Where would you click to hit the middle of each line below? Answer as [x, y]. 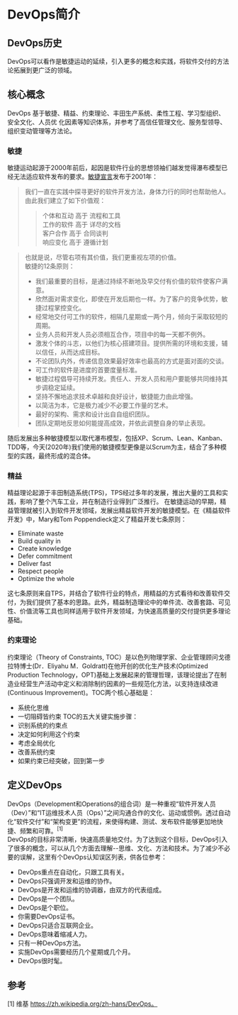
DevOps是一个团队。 [48, 899]
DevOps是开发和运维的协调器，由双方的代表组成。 [91, 890]
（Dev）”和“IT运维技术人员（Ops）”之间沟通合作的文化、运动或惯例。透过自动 [119, 812]
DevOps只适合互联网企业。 [57, 926]
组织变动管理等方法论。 [41, 131]
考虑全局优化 [36, 743]
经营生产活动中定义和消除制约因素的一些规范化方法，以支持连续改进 [119, 683]
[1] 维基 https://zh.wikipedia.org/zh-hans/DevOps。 [83, 1004]
